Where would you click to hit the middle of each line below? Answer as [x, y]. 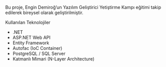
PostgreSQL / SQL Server [39, 53]
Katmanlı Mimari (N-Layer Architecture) [53, 59]
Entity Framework [31, 43]
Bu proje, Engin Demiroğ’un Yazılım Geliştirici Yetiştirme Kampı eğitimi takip [83, 7]
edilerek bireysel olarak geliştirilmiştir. [44, 13]
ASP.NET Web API [31, 38]
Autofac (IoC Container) [37, 48]
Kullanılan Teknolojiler [28, 22]
